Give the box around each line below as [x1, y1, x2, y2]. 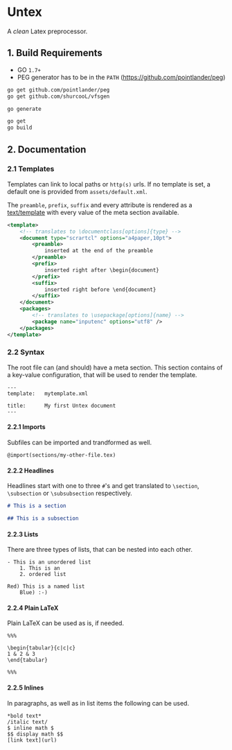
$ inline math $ [7, 724, 54, 731]
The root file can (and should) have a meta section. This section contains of [7, 363, 223, 372]
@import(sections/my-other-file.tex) [7, 452, 116, 459]
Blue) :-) [19, 589, 48, 596]
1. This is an [19, 565, 60, 572]
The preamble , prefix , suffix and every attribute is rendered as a [7, 200, 193, 209]
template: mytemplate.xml [7, 390, 89, 397]
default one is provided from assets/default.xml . [7, 187, 148, 195]
